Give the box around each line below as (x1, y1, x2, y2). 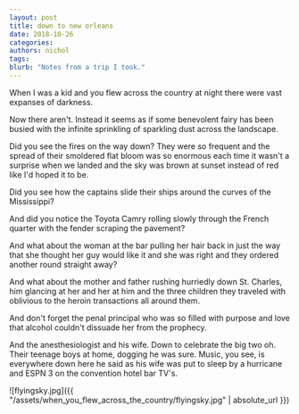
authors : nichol (9, 46, 70, 55)
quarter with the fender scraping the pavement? (9, 222, 186, 233)
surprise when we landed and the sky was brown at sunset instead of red (9, 160, 279, 170)
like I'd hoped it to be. (9, 169, 89, 179)
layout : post (9, 12, 58, 22)
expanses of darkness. (9, 96, 94, 107)
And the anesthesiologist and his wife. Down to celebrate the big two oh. (9, 339, 277, 350)
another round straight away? (9, 259, 118, 269)
